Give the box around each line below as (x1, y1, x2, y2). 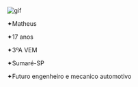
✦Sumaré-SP (7, 59, 44, 67)
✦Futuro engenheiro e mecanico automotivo (7, 72, 132, 80)
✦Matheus (7, 20, 37, 27)
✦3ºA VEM (7, 46, 38, 54)
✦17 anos (7, 33, 34, 41)
